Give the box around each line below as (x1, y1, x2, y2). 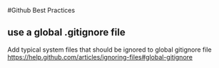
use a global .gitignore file (7, 26, 126, 38)
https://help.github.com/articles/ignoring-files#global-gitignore (7, 52, 193, 61)
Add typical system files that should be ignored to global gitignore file (7, 45, 212, 54)
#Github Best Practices (7, 6, 76, 14)
